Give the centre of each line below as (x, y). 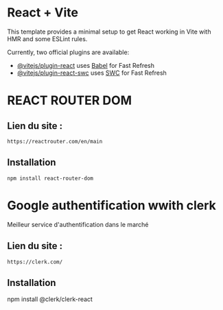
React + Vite (43, 13)
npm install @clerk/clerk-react (50, 299)
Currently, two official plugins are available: (68, 52)
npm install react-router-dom (50, 178)
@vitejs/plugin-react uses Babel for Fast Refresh (86, 65)
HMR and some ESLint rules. (47, 38)
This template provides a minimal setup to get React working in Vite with (109, 32)
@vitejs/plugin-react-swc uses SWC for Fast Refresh (92, 73)
